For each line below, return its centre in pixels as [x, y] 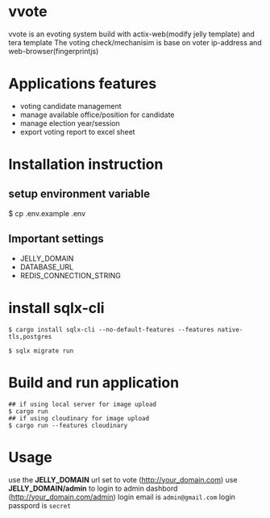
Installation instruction [86, 165]
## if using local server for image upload [83, 404]
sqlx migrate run [45, 351]
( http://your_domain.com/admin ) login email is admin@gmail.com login [122, 497]
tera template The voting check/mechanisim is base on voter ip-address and [135, 42]
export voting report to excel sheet [77, 132]
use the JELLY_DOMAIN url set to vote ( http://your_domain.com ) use [123, 479]
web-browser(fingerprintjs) [54, 51]
